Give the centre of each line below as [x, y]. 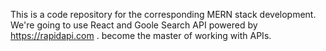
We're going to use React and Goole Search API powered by [134, 25]
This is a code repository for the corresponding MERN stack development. [163, 14]
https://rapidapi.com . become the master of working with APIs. [141, 35]
